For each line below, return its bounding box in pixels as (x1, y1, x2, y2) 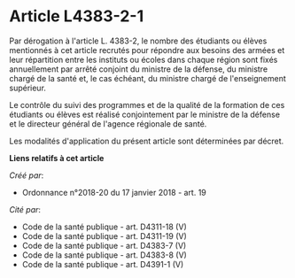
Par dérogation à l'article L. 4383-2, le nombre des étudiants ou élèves (9, 35, 268, 46)
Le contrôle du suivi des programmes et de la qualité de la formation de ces (9, 99, 285, 110)
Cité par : (9, 204, 42, 214)
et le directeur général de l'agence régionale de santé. (9, 118, 207, 129)
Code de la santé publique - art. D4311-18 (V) (21, 221, 188, 232)
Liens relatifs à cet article (9, 152, 105, 163)
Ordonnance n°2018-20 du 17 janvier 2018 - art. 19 (21, 187, 206, 197)
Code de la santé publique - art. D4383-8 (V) (21, 250, 188, 260)
